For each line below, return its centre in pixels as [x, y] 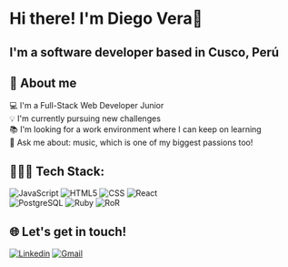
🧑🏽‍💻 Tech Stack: [57, 171]
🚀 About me [43, 82]
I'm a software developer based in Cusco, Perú [144, 52]
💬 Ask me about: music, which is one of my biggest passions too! [131, 143]
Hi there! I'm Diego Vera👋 [106, 19]
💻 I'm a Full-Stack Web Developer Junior [87, 106]
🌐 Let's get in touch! [68, 231]
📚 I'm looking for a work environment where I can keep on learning [135, 129]
